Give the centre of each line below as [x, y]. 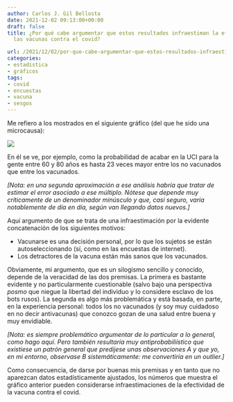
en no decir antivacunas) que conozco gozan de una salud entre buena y [112, 314]
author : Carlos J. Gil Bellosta [54, 14]
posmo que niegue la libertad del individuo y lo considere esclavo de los [110, 291]
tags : [15, 78]
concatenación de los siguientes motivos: [67, 228]
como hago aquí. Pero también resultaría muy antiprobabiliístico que [106, 342]
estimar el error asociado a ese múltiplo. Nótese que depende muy [103, 192]
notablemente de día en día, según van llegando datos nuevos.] [99, 207]
